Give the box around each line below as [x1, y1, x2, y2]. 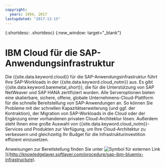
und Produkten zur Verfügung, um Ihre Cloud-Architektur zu [24, 126, 146, 132]
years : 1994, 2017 [9, 12, 48, 17]
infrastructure [5, 157, 33, 163]
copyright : [5, 7, 28, 12]
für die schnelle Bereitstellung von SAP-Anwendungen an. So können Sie [5, 100, 153, 106]
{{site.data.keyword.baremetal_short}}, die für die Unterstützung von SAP [5, 84, 154, 90]
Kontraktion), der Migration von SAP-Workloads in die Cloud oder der [5, 110, 145, 116]
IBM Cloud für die [5, 47, 78, 58]
